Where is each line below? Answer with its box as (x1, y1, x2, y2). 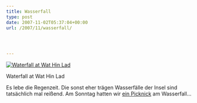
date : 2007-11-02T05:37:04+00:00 (6, 19, 88, 25)
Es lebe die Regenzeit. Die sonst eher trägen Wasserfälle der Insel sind (6, 84, 178, 91)
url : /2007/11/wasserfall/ (6, 25, 72, 31)
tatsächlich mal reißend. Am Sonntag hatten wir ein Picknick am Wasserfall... (6, 90, 192, 97)
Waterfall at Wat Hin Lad (6, 73, 65, 80)
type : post (6, 14, 33, 20)
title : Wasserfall (6, 8, 51, 15)
